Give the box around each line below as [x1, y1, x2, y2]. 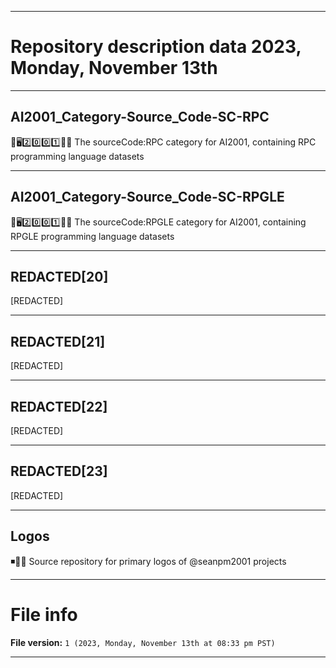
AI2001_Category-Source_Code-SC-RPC [10, 109, 270, 126]
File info [10, 603, 78, 626]
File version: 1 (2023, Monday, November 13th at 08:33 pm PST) [10, 636, 276, 648]
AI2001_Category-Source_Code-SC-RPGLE [10, 189, 285, 206]
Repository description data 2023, [10, 36, 302, 58]
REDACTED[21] [10, 333, 106, 350]
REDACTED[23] [10, 463, 108, 480]
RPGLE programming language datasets [10, 230, 175, 242]
